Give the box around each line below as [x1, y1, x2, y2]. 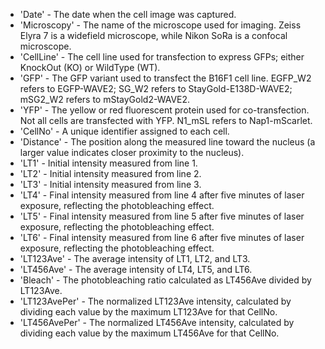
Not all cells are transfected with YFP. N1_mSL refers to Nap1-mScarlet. [19, 115, 313, 126]
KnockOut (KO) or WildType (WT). [19, 62, 161, 73]
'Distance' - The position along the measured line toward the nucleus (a [19, 136, 316, 148]
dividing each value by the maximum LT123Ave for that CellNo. [19, 306, 278, 318]
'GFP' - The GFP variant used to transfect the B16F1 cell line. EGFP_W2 [19, 72, 312, 84]
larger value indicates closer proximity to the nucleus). [19, 147, 245, 158]
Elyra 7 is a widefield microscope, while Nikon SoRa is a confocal [19, 30, 288, 41]
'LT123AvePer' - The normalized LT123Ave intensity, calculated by [19, 295, 292, 307]
